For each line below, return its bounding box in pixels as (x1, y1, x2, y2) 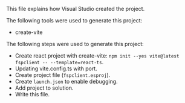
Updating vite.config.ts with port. (15, 65, 98, 72)
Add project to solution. (15, 84, 74, 91)
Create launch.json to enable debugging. (15, 78, 118, 85)
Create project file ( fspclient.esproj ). (15, 71, 111, 78)
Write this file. (15, 91, 50, 98)
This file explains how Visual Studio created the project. (6, 5, 145, 12)
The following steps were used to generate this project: (6, 41, 144, 47)
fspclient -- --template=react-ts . (15, 59, 104, 65)
